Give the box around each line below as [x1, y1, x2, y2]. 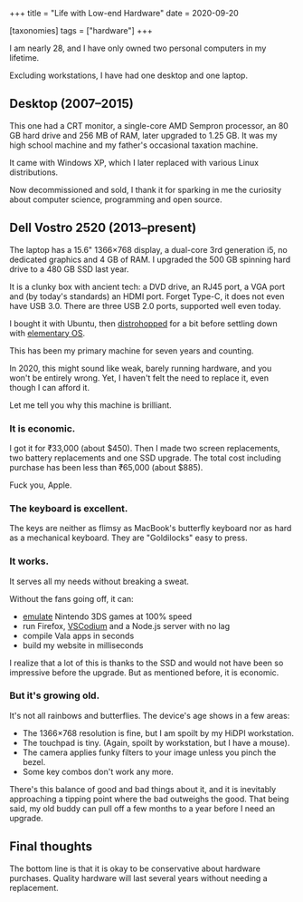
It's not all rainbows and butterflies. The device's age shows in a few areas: [9, 710, 290, 721]
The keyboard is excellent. [9, 502, 128, 515]
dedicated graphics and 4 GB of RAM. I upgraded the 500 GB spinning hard [9, 254, 291, 265]
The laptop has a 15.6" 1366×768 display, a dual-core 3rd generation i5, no [9, 244, 288, 255]
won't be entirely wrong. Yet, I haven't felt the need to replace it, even [9, 372, 270, 383]
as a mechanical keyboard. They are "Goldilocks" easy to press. [9, 532, 249, 543]
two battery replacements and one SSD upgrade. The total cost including [9, 452, 282, 463]
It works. [9, 555, 50, 567]
